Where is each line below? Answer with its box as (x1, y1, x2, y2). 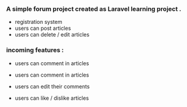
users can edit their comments (14, 82, 90, 90)
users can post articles (14, 25, 71, 32)
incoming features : (6, 46, 64, 54)
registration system (14, 19, 63, 26)
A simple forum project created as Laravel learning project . (6, 5, 182, 13)
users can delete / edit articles (14, 31, 90, 38)
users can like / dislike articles (14, 94, 89, 102)
